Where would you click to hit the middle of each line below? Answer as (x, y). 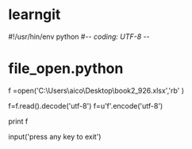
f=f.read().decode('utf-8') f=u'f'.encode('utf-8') (86, 105)
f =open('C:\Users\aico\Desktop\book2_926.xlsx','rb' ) (96, 90)
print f (18, 121)
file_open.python (66, 69)
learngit (35, 15)
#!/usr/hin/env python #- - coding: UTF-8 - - (79, 36)
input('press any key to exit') (55, 136)
